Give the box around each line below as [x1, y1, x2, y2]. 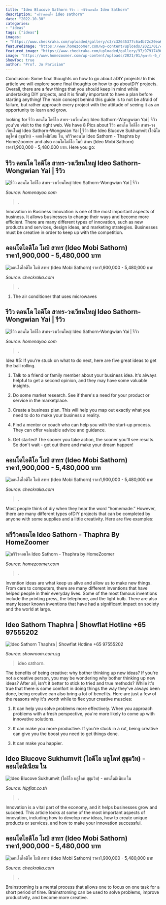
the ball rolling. [5, 362, 36, 368]
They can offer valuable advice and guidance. [12, 427, 106, 433]
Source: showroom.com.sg [5, 651, 61, 656]
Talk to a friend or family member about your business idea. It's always [12, 372, 157, 378]
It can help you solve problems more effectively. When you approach [12, 706, 153, 711]
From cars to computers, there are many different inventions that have [5, 585, 148, 591]
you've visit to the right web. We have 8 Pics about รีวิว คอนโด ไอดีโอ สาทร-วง [5, 122, 155, 128]
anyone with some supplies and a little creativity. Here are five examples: [5, 516, 154, 522]
